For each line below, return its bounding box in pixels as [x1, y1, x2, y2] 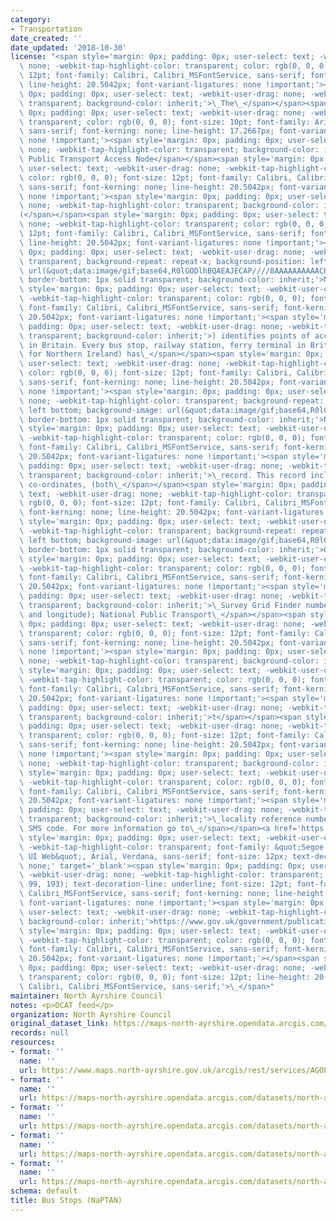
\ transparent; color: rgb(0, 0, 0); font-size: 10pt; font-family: [19, 117, 311, 127]
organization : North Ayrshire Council [10, 1009, 172, 1020]
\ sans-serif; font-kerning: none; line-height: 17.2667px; [19, 126, 275, 136]
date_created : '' [10, 33, 83, 43]
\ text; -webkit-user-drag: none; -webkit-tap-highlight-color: [19, 489, 293, 499]
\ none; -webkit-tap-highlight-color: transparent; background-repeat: [19, 396, 325, 406]
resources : [10, 1037, 56, 1048]
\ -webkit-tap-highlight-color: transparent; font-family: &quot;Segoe [19, 842, 325, 852]
